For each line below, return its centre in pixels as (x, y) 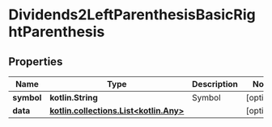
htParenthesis (57, 32)
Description (215, 84)
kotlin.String (74, 98)
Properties (36, 61)
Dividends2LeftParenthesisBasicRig (132, 15)
